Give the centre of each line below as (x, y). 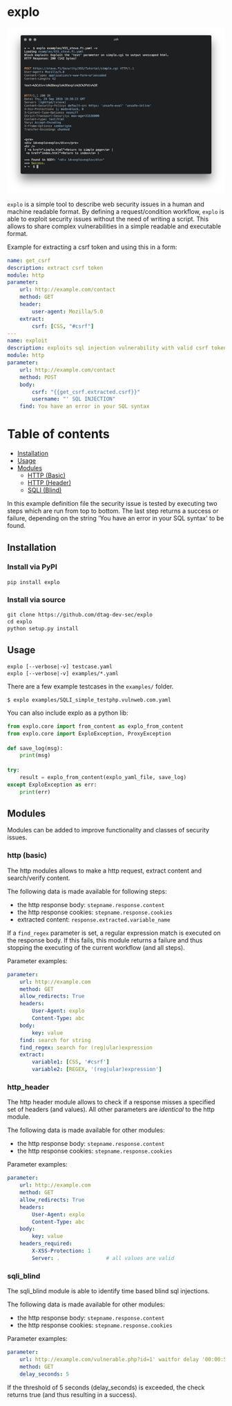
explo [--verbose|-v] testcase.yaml (60, 666)
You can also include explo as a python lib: (68, 713)
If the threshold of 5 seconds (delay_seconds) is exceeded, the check (106, 1387)
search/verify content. (39, 878)
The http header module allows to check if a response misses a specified (111, 1102)
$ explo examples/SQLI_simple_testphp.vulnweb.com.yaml (89, 700)
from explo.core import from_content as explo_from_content (96, 726)
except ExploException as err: (52, 785)
